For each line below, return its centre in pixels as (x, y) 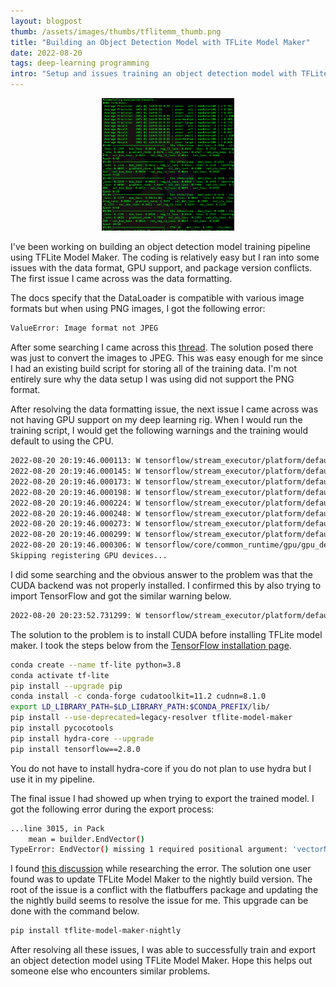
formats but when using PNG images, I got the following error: (138, 309)
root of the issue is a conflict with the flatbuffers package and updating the (164, 890)
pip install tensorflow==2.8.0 (75, 749)
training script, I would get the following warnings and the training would (159, 431)
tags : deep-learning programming (80, 63)
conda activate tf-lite (60, 675)
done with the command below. (75, 911)
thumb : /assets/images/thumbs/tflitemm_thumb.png (116, 31)
